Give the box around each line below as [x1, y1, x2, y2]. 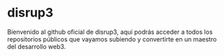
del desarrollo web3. [7, 42, 66, 50]
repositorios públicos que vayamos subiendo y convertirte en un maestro [7, 35, 217, 43]
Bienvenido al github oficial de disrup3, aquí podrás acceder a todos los [7, 28, 214, 36]
